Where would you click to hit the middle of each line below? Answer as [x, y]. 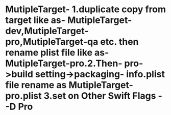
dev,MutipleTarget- [47, 31]
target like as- [35, 20]
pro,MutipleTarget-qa [52, 42]
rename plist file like [49, 53]
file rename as [36, 85]
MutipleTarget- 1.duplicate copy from [86, 9]
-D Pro [19, 107]
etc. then [119, 42]
